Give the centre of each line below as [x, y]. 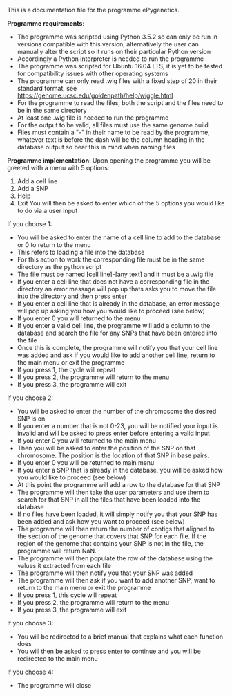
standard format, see [47, 88]
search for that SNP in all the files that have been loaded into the [109, 500]
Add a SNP [32, 189]
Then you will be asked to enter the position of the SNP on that [106, 448]
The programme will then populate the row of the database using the [115, 558]
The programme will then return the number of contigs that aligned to [116, 529]
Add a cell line [37, 181]
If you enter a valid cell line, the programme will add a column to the [114, 326]
